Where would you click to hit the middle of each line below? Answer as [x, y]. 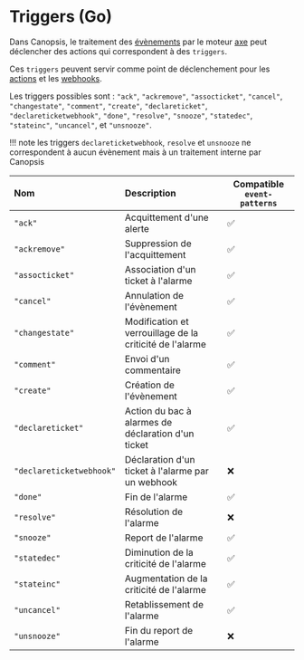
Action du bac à [158, 411]
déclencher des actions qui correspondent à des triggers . [119, 51]
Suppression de [158, 244]
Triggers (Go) [61, 17]
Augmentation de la [166, 579]
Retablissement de [164, 604]
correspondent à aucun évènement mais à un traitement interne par [135, 152]
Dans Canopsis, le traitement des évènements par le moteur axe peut [138, 42]
